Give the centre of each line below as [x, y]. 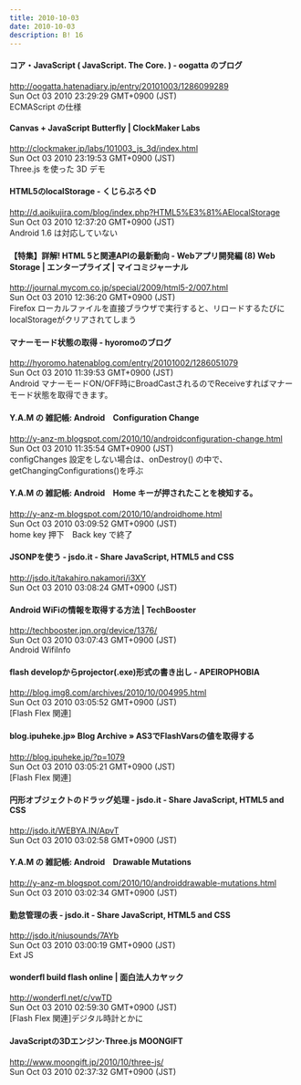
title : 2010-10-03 [44, 18]
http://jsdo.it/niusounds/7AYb [64, 935]
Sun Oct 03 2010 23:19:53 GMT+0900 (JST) [93, 158]
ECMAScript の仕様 [46, 107]
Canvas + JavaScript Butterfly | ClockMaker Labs [105, 128]
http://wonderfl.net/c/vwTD [61, 998]
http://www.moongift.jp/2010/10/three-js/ [87, 1062]
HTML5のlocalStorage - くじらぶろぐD [83, 192]
